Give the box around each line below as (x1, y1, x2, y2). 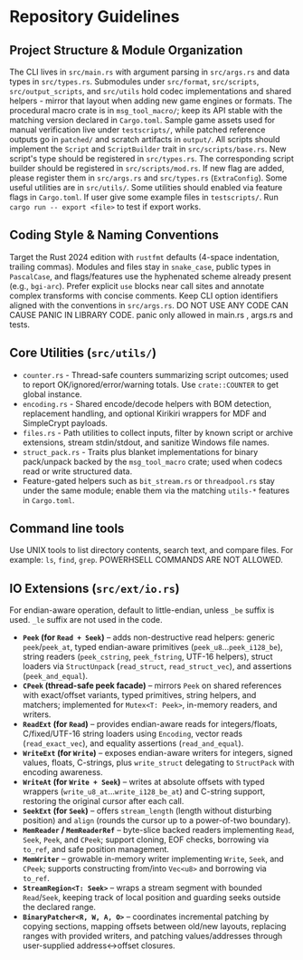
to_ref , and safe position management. (22, 844, 170, 855)
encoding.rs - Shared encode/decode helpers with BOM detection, (22, 398, 272, 409)
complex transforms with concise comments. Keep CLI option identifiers (9, 290, 279, 301)
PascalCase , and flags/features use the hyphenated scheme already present (9, 270, 292, 282)
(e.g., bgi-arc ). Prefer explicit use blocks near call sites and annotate (9, 280, 265, 291)
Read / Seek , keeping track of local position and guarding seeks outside (22, 892, 281, 903)
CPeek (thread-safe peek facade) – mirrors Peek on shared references (22, 680, 282, 691)
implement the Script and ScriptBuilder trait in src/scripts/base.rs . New (9, 143, 287, 154)
